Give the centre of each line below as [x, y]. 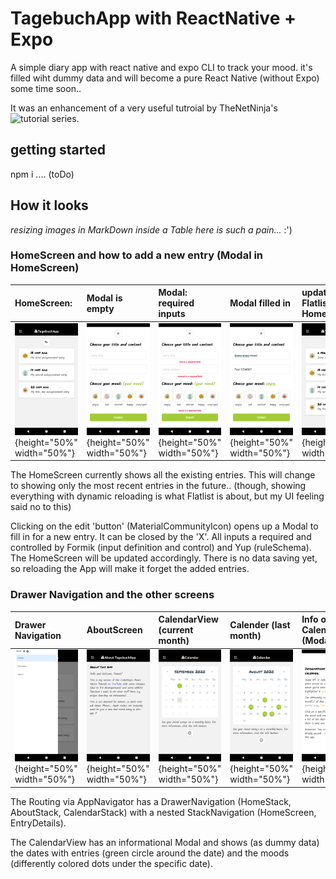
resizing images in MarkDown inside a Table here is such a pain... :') [151, 229]
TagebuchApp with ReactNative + [153, 18]
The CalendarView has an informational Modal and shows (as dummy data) [165, 842]
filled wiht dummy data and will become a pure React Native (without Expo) [165, 78]
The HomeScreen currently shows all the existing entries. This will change [163, 475]
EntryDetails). [38, 823]
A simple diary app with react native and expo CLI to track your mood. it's [161, 67]
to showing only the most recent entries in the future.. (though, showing [158, 486]
